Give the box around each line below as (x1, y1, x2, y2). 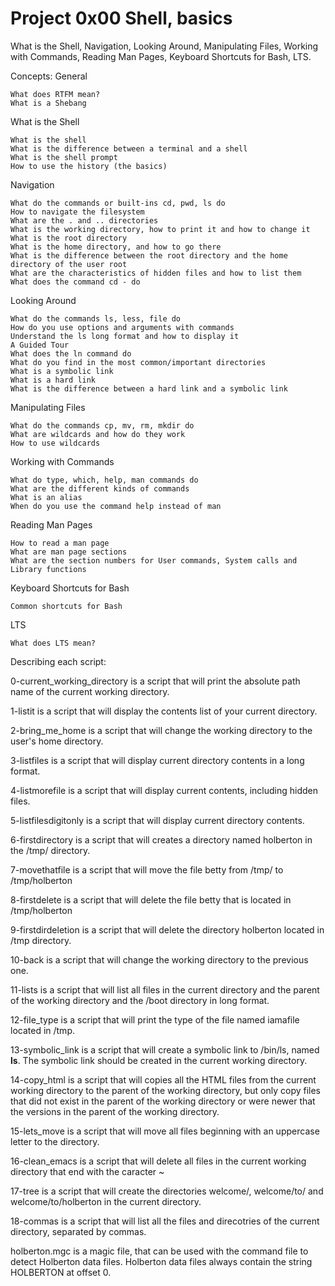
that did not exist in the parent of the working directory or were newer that (10, 1095, 316, 1107)
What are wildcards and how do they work (10, 429, 186, 439)
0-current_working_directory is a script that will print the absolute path (10, 675, 301, 687)
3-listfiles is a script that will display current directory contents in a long (10, 754, 305, 766)
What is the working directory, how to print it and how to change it (10, 224, 311, 234)
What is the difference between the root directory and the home (10, 250, 288, 261)
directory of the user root (10, 259, 128, 269)
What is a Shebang (10, 98, 87, 108)
